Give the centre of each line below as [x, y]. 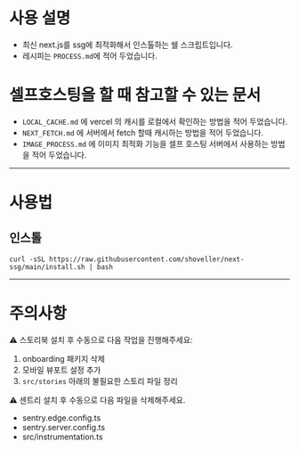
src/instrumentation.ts [63, 437]
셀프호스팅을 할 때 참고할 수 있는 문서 [135, 95]
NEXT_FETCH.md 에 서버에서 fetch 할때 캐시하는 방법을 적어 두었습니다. [143, 132]
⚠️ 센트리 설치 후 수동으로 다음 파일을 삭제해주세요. [97, 400]
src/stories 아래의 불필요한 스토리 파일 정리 [100, 380]
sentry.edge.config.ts [61, 417]
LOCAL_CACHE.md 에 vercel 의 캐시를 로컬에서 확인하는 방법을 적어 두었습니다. [155, 121]
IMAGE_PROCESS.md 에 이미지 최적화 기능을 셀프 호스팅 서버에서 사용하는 [145, 143]
